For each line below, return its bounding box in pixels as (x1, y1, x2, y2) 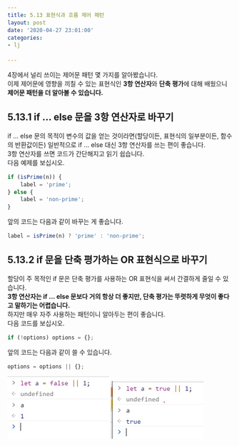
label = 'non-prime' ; (20, 196, 84, 203)
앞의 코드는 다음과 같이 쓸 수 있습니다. (7, 348, 112, 356)
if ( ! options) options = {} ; (7, 334, 94, 341)
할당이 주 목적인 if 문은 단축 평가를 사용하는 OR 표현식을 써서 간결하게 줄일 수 (7, 274, 221, 283)
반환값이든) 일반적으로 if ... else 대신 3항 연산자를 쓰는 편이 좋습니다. (14, 140, 205, 149)
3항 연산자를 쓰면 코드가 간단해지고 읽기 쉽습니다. (7, 149, 145, 158)
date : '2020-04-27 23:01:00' (7, 26, 94, 34)
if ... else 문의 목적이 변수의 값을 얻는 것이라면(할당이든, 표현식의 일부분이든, (7, 131, 219, 140)
